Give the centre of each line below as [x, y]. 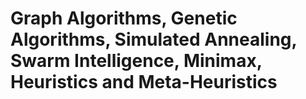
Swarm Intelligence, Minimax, [136, 61]
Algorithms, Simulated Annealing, [154, 39]
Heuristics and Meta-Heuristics [144, 82]
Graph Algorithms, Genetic [124, 18]
